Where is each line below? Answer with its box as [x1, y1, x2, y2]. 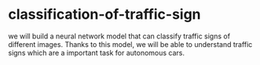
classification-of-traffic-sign [8, 5, 202, 23]
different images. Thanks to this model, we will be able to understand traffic [8, 39, 253, 49]
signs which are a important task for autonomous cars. [8, 48, 185, 57]
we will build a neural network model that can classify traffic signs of [8, 31, 230, 41]
